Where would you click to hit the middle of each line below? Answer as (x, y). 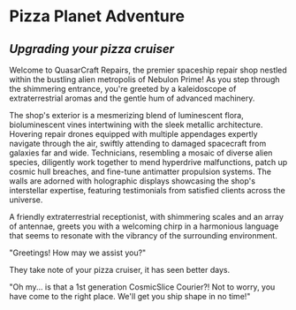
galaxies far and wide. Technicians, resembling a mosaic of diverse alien (141, 153)
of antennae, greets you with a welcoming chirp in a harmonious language (144, 226)
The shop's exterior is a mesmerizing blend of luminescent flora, (127, 115)
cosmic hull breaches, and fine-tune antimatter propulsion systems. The (140, 171)
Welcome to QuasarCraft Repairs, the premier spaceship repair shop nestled (148, 70)
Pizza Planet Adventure (97, 16)
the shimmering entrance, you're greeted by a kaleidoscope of (123, 89)
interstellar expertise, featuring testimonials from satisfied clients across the (147, 190)
